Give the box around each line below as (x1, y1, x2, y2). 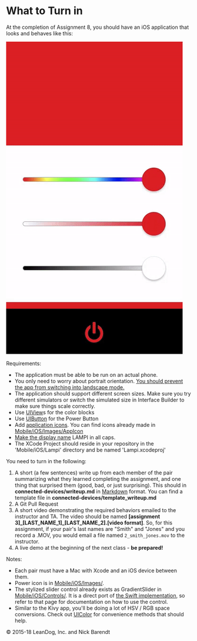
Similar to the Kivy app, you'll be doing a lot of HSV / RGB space (14, 605, 170, 612)
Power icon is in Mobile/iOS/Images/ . (14, 579, 104, 586)
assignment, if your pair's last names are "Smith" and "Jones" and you (14, 525, 185, 532)
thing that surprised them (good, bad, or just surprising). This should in (14, 481, 187, 489)
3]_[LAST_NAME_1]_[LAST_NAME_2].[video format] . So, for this (14, 519, 172, 526)
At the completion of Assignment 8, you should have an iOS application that (6, 24, 189, 31)
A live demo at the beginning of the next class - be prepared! (14, 544, 163, 551)
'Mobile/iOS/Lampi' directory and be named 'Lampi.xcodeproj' (14, 446, 166, 453)
